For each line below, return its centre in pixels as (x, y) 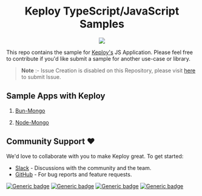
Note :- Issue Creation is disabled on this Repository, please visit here (108, 70)
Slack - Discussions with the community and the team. (83, 167)
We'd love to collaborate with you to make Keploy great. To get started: (95, 156)
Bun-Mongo (30, 110)
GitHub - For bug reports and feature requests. (73, 174)
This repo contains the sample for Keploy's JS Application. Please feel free (99, 52)
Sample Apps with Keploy (56, 96)
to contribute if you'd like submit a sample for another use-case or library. (99, 58)
